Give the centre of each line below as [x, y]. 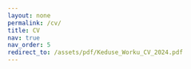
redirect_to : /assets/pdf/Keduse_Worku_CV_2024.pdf [95, 52]
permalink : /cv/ [34, 23]
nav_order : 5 [29, 45]
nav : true [24, 38]
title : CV [24, 30]
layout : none [29, 15]
